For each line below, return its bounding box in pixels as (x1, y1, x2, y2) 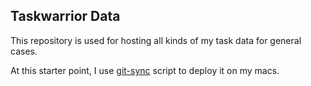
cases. (10, 45, 38, 57)
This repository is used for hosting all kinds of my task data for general (10, 34, 302, 46)
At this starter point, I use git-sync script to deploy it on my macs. (10, 64, 280, 76)
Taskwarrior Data (10, 8, 121, 25)
